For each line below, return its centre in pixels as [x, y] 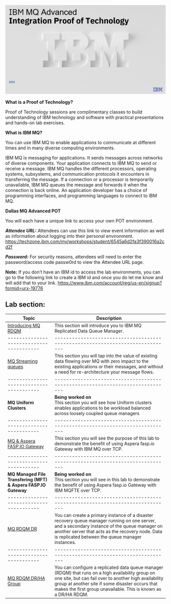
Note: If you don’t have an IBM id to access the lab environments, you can [83, 272]
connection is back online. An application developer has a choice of [76, 190]
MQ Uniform [21, 402]
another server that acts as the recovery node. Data [108, 532]
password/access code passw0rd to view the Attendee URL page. [75, 262]
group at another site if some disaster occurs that [106, 584]
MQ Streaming [23, 361]
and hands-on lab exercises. [35, 123]
